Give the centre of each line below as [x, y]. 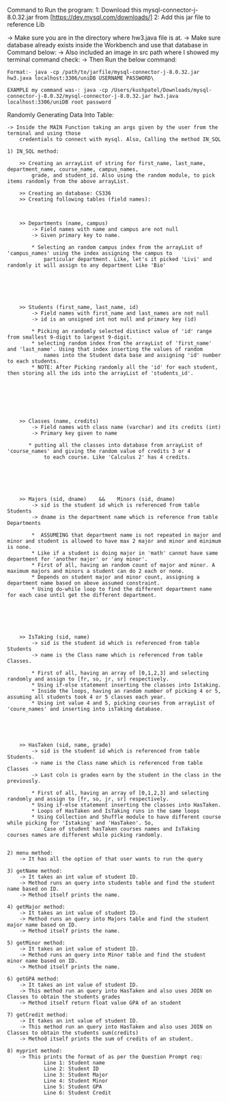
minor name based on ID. [42, 961]
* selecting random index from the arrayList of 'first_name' [122, 343]
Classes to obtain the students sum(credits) [73, 1033]
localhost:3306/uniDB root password [59, 102]
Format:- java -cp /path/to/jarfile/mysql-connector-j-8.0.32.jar [103, 72]
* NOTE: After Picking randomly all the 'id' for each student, [125, 367]
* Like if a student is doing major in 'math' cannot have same [125, 553]
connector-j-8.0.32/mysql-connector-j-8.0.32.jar [79, 96]
